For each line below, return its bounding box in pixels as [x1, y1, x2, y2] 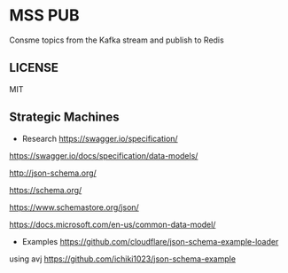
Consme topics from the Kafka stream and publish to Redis [9, 35, 224, 45]
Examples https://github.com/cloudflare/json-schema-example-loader [21, 236, 279, 246]
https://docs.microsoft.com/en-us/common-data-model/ [9, 219, 216, 230]
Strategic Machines [9, 110, 120, 125]
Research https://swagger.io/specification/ [21, 133, 179, 144]
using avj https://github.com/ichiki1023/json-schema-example [9, 253, 237, 264]
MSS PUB [9, 5, 80, 26]
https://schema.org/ [9, 184, 82, 195]
